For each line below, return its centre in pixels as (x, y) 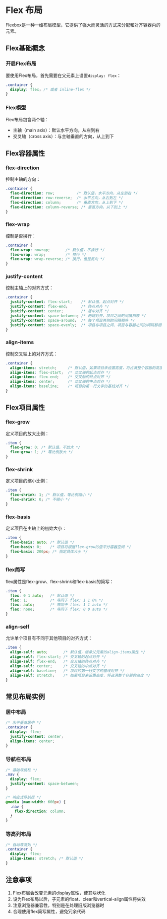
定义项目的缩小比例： (27, 481)
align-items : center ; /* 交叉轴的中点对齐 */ (60, 382)
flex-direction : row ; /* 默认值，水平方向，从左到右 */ (74, 193)
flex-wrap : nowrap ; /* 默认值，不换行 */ (57, 250)
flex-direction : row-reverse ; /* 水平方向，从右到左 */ (67, 198)
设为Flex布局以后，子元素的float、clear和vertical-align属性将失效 (79, 899)
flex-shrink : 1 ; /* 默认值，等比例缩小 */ (51, 495)
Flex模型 (16, 108)
